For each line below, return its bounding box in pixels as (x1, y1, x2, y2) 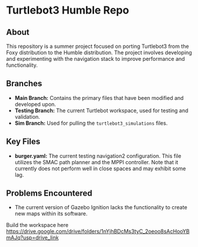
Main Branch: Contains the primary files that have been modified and (14, 94, 184, 101)
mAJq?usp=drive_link (6, 234, 59, 241)
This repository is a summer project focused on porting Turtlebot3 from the (6, 43, 189, 50)
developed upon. (14, 100, 56, 108)
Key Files (6, 136, 40, 147)
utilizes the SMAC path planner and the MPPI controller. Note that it (14, 158, 178, 165)
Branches (6, 79, 43, 89)
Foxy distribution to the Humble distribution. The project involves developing (6, 49, 192, 56)
